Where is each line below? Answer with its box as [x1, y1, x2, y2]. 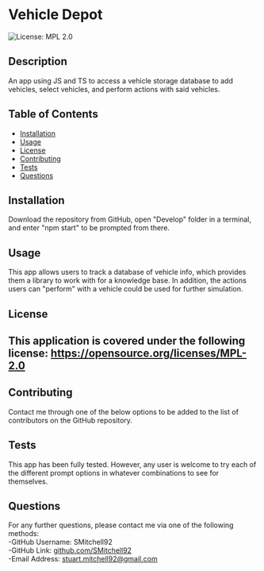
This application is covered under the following [8, 334, 246, 347]
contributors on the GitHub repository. [8, 415, 133, 425]
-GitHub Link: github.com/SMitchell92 [8, 546, 132, 555]
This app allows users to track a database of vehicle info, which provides [8, 268, 247, 277]
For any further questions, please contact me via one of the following [8, 520, 234, 530]
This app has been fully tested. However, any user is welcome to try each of [8, 459, 257, 469]
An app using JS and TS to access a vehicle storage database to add [8, 75, 234, 85]
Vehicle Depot [8, 6, 103, 24]
